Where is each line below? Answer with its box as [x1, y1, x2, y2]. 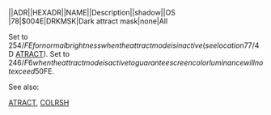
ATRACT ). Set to [15, 49, 70, 58]
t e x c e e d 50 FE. [8, 66, 55, 76]
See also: [8, 82, 40, 92]
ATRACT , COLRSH [8, 98, 70, 107]
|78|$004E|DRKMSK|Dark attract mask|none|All [8, 16, 168, 26]
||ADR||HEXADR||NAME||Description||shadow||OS [8, 8, 176, 17]
